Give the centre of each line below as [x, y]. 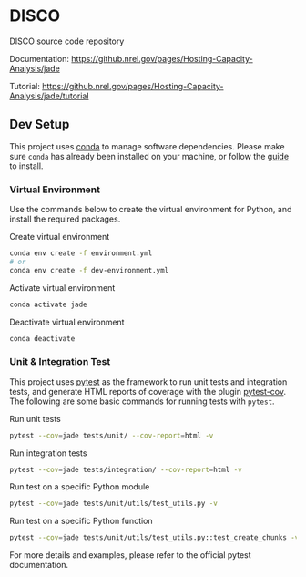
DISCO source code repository [67, 41]
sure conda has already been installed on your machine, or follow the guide [149, 156]
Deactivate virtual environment [67, 322]
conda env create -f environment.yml [81, 253]
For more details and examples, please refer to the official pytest [131, 555]
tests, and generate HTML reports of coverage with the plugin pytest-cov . [148, 391]
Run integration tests [48, 453]
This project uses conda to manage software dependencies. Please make [147, 146]
